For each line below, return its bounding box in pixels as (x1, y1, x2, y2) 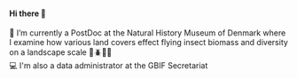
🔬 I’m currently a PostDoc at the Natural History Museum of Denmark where (9, 27, 286, 38)
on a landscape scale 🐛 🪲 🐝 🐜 (9, 47, 113, 58)
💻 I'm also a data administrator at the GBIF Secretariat (9, 60, 208, 71)
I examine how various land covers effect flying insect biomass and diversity (9, 37, 288, 48)
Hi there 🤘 (9, 8, 46, 19)
